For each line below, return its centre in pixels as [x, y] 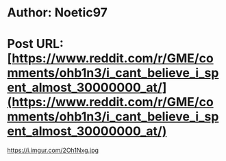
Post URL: [35, 44]
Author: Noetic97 [58, 13]
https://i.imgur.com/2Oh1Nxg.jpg [53, 150]
